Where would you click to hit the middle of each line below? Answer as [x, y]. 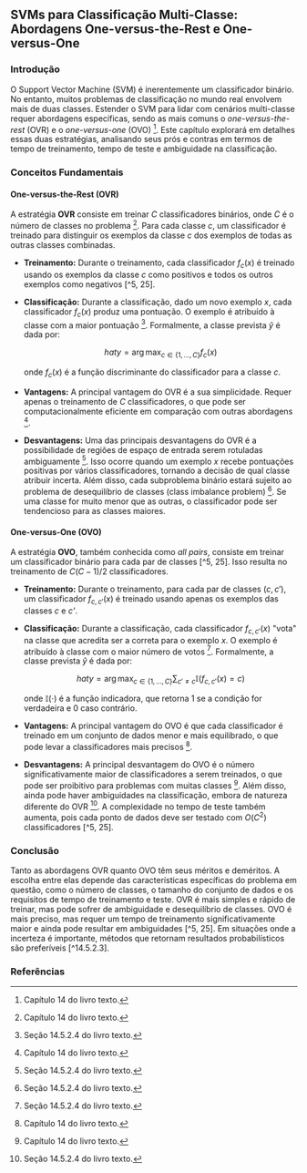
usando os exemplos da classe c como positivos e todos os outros [148, 274]
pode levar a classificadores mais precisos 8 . [108, 746]
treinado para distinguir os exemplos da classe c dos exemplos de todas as [151, 235]
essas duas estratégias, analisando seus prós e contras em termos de [141, 139]
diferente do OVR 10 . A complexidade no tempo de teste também [145, 806]
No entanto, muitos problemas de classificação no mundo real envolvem [146, 98]
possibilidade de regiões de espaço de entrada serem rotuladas [143, 449]
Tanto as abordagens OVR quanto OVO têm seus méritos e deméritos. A [145, 870]
